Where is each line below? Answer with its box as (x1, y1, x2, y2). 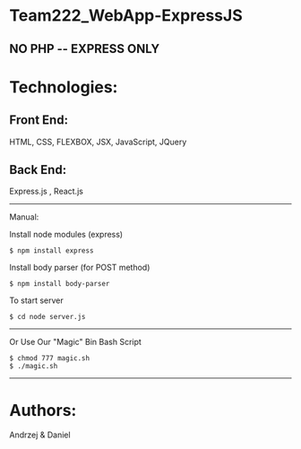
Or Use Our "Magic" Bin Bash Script (9, 337, 142, 348)
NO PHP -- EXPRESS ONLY (9, 41, 160, 56)
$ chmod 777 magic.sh (9, 354, 90, 363)
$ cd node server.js (9, 313, 87, 322)
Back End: (9, 162, 67, 177)
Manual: (9, 212, 39, 222)
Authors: (9, 400, 77, 420)
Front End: (9, 113, 69, 128)
